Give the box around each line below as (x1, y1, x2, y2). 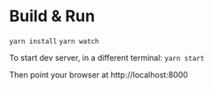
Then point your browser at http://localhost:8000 (9, 69, 188, 80)
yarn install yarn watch (9, 37, 99, 46)
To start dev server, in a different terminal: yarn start (9, 52, 205, 63)
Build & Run (9, 6, 96, 26)
